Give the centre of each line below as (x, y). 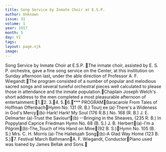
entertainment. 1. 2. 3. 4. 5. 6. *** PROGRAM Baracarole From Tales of (81, 102)
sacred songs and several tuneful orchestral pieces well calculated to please (83, 86)
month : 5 (14, 33)
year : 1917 (16, 28)
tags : (11, 42)
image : (12, 51)
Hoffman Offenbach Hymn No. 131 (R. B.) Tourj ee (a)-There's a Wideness (81, 107)
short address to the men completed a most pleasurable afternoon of (76, 97)
